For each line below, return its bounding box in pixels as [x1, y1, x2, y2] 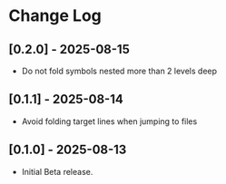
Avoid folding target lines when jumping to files [21, 115, 198, 127]
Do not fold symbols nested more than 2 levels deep [21, 65, 218, 76]
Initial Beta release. [21, 166, 93, 177]
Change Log [8, 5, 102, 26]
